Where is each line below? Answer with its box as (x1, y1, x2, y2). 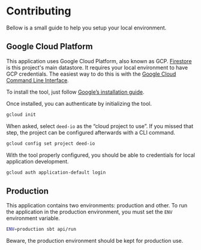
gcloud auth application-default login (6, 169, 106, 175)
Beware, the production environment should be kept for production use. (6, 237, 184, 245)
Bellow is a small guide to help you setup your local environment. (6, 24, 167, 31)
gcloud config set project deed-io (6, 140, 95, 147)
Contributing (6, 4, 71, 18)
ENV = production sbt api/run (6, 227, 77, 233)
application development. (6, 157, 69, 165)
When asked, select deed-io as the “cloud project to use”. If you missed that (6, 122, 194, 130)
